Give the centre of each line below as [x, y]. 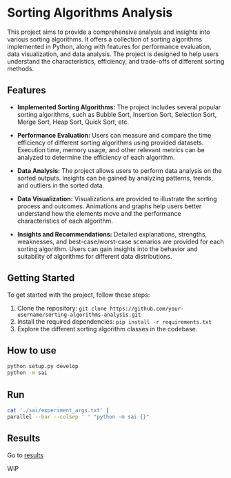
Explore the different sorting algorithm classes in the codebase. [107, 329]
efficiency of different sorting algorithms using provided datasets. [110, 143]
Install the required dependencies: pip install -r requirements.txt [114, 321]
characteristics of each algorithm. [65, 221]
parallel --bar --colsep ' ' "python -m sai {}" [78, 416]
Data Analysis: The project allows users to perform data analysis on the [119, 170]
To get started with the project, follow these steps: [79, 295]
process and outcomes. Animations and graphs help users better [109, 206]
